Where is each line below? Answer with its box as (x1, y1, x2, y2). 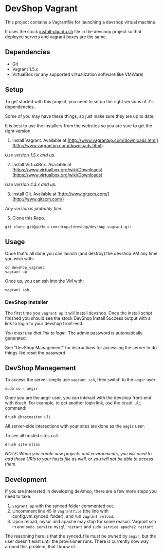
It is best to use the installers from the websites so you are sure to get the (5, 123, 152, 129)
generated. (5, 335, 27, 341)
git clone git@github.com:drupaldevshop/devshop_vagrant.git (5, 224, 132, 229)
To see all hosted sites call (5, 433, 58, 439)
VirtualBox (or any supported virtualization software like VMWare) (12, 71, 144, 77)
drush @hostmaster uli (5, 415, 51, 420)
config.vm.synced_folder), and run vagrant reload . (12, 513, 114, 519)
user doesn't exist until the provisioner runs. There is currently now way (5, 538, 149, 544)
